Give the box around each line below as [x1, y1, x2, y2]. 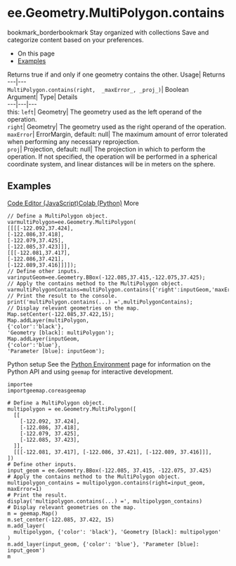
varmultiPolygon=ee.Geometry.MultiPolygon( [7, 218, 137, 225]
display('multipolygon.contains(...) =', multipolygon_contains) [7, 497, 202, 505]
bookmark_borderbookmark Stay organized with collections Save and [7, 28, 209, 37]
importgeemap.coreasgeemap [7, 387, 86, 394]
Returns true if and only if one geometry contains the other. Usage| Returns [7, 70, 225, 79]
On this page [17, 49, 55, 58]
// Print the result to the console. [7, 292, 118, 299]
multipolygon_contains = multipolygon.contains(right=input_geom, [7, 479, 206, 486]
